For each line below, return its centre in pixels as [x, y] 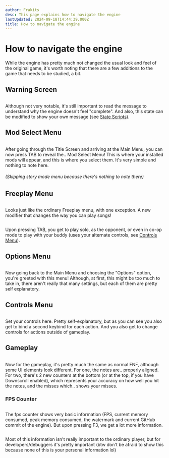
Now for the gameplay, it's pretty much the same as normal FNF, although [82, 364]
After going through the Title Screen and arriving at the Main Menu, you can [84, 149]
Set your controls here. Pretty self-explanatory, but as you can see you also [84, 321]
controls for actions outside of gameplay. [48, 332]
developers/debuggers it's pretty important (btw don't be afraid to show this [84, 445]
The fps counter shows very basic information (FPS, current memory [77, 415]
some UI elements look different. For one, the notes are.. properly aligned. [82, 370]
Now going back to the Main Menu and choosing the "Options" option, [78, 273]
